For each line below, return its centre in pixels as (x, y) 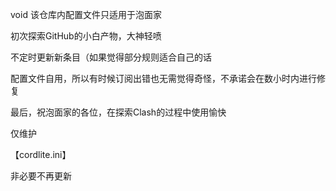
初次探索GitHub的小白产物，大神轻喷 (86, 36)
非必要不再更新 (41, 176)
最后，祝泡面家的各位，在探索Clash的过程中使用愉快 (118, 112)
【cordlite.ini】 (41, 154)
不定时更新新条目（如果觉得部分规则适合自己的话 (111, 57)
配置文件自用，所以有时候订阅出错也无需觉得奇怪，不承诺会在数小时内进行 (163, 78)
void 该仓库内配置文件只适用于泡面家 (86, 14)
